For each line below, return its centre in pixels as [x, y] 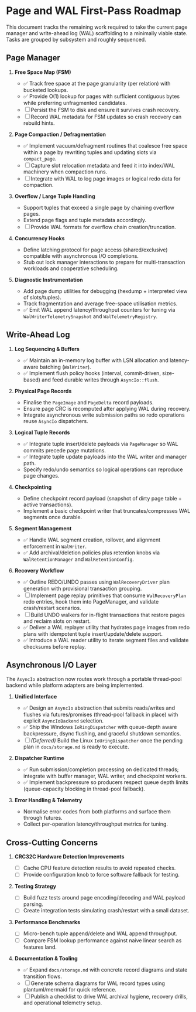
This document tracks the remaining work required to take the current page [97, 27]
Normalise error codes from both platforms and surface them [97, 812]
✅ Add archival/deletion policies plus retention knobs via [91, 553]
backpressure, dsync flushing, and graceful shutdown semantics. [102, 734]
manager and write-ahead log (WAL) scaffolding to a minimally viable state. [97, 33]
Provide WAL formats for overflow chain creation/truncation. [104, 227]
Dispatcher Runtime [39, 758]
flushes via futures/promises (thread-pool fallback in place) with [101, 715]
